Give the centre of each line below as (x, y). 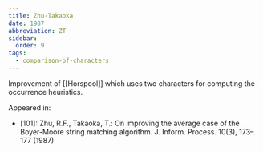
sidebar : (23, 38)
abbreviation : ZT (37, 31)
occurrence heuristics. (46, 92)
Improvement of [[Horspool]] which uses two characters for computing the (131, 83)
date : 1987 (26, 23)
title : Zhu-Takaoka (41, 16)
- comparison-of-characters (63, 61)
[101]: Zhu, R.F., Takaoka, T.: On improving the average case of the (129, 123)
